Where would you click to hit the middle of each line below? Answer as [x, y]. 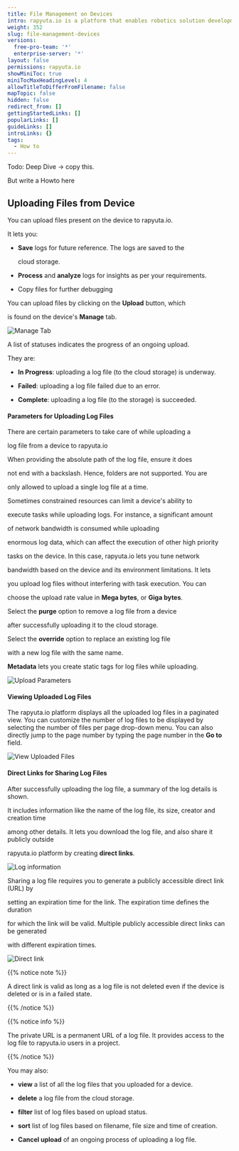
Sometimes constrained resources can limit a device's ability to [100, 501]
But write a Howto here [41, 181]
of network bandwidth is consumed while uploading [84, 529]
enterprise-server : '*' [49, 54]
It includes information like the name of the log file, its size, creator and [111, 810]
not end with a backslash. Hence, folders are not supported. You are [107, 473]
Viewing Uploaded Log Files [49, 696]
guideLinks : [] [30, 127]
